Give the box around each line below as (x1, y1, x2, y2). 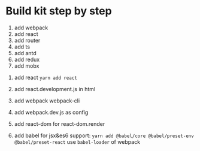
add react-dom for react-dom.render (14, 120, 105, 127)
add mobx (14, 62, 40, 70)
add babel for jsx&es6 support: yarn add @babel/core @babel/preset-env (14, 132, 194, 139)
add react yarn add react (14, 74, 77, 81)
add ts (14, 43, 31, 50)
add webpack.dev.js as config (14, 108, 89, 116)
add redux (14, 56, 40, 63)
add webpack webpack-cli (14, 97, 80, 104)
